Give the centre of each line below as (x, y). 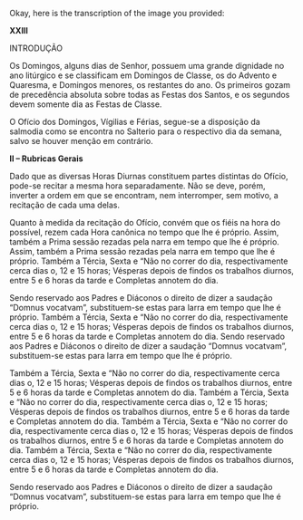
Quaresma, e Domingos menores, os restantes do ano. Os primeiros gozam (150, 85)
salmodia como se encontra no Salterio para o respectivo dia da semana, (146, 131)
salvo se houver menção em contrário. (82, 141)
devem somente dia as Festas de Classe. (86, 104)
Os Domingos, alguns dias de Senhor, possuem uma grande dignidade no (147, 66)
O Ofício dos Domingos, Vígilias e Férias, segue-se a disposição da (135, 122)
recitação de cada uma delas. (65, 205)
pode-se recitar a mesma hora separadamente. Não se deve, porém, (137, 186)
